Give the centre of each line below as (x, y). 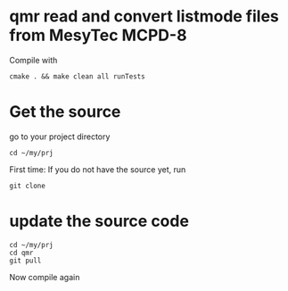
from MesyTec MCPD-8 (98, 35)
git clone (28, 186)
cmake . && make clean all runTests (77, 76)
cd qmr (21, 253)
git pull (25, 261)
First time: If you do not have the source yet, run (98, 169)
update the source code (99, 221)
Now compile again (45, 277)
